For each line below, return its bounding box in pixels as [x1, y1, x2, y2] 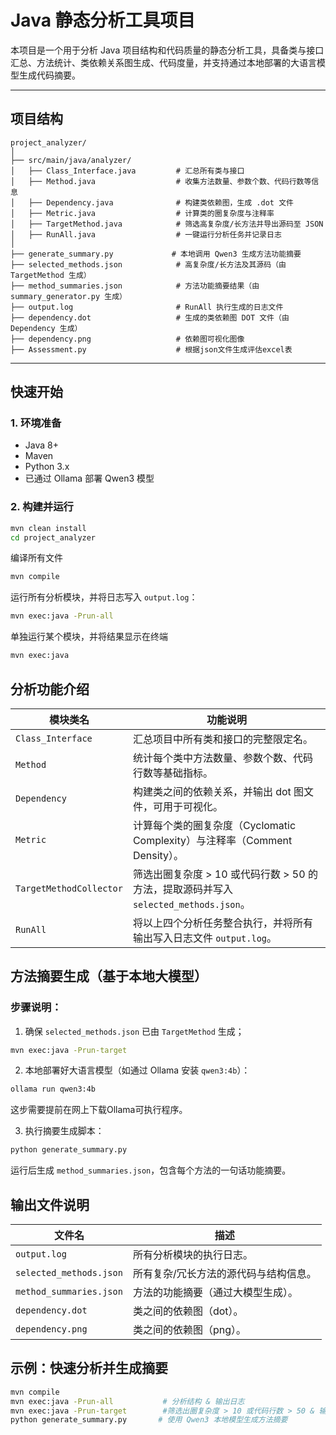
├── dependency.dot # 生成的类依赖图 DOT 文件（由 [10, 312, 290, 323]
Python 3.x [24, 461, 70, 473]
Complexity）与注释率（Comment [132, 833, 293, 847]
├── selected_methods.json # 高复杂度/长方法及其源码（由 [10, 259, 287, 270]
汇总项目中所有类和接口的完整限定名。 [132, 732, 313, 746]
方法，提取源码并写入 [132, 882, 233, 896]
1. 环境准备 [10, 416, 62, 430]
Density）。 [132, 848, 185, 862]
